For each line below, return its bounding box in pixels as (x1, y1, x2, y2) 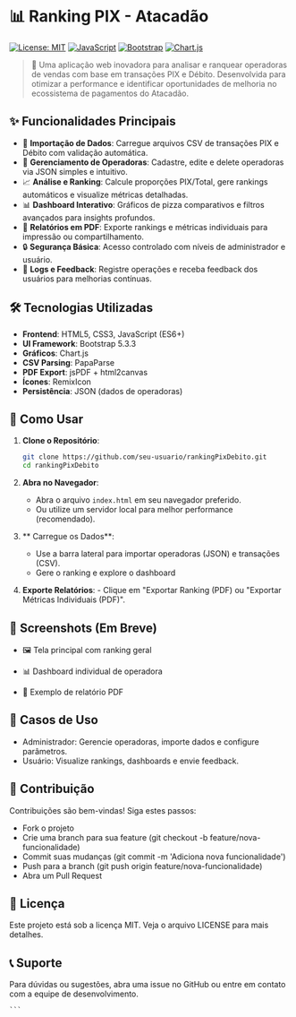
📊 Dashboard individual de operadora (21, 666, 163, 677)
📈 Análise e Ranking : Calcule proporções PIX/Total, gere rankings (21, 176, 268, 187)
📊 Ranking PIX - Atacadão (9, 6, 209, 27)
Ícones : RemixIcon (21, 376, 92, 387)
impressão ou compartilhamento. (21, 231, 145, 242)
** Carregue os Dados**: (21, 531, 114, 542)
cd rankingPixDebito (21, 461, 99, 470)
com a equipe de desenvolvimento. (9, 988, 139, 999)
